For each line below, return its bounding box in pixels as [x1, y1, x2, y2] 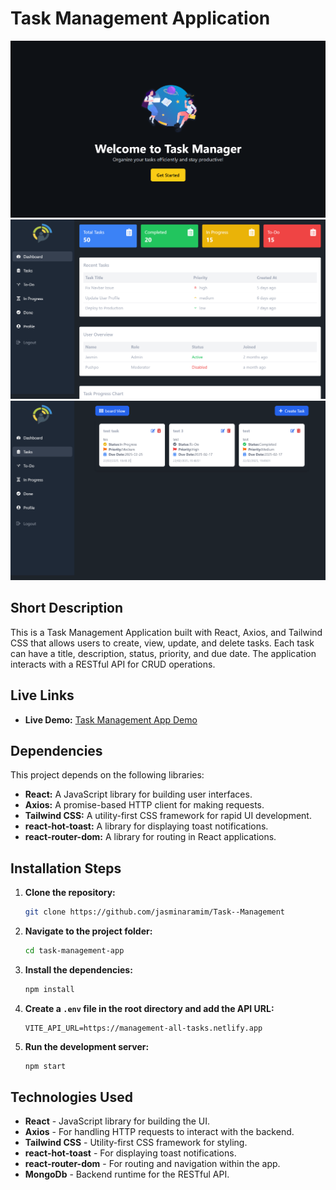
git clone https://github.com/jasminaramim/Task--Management [24, 907, 286, 917]
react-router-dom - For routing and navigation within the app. [24, 1158, 281, 1170]
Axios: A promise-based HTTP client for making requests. [24, 799, 265, 811]
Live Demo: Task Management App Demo [24, 713, 198, 726]
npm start [24, 1061, 67, 1071]
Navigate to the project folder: [24, 925, 153, 937]
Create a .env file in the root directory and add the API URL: [24, 1002, 275, 1014]
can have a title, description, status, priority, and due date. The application [10, 647, 317, 659]
